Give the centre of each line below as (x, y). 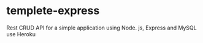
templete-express (53, 11)
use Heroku (21, 34)
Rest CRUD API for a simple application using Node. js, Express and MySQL (102, 28)
